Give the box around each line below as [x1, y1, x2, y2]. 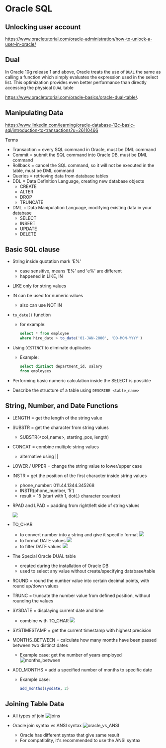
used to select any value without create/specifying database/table [19, 568, 156, 574]
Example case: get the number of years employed [19, 652, 122, 658]
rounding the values [12, 597, 54, 604]
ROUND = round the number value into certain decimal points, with [12, 578, 150, 583]
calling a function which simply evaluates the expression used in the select [5, 74, 158, 80]
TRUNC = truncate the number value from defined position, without [12, 592, 151, 598]
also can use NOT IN [19, 302, 62, 308]
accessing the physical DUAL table [5, 84, 74, 90]
